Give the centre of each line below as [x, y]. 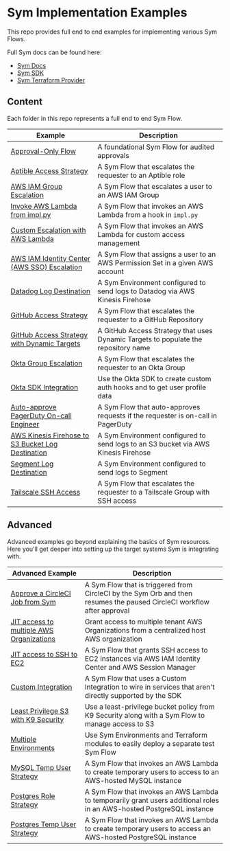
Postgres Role [33, 796]
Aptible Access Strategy [49, 171]
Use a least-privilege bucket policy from [150, 707]
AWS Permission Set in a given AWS [155, 262]
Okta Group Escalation [47, 363]
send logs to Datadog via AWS [146, 291]
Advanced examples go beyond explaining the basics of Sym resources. [109, 541]
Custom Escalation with [48, 230]
